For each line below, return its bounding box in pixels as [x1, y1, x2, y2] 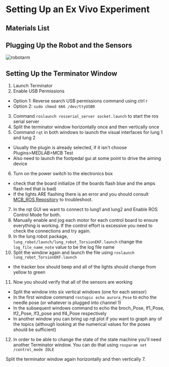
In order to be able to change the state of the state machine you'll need [13, 337, 161, 343]
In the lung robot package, [13, 233, 68, 240]
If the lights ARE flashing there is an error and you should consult [13, 191, 149, 197]
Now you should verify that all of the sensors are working [13, 279, 133, 285]
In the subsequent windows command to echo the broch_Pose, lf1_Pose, [13, 305, 164, 311]
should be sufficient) [13, 326, 57, 333]
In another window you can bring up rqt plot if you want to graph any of [13, 316, 162, 322]
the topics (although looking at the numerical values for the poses [13, 321, 151, 327]
